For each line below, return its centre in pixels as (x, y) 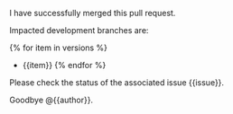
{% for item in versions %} (59, 48)
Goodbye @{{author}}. (51, 100)
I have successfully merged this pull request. (93, 13)
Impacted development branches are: (79, 30)
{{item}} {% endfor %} (64, 65)
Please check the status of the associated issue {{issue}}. (116, 83)
